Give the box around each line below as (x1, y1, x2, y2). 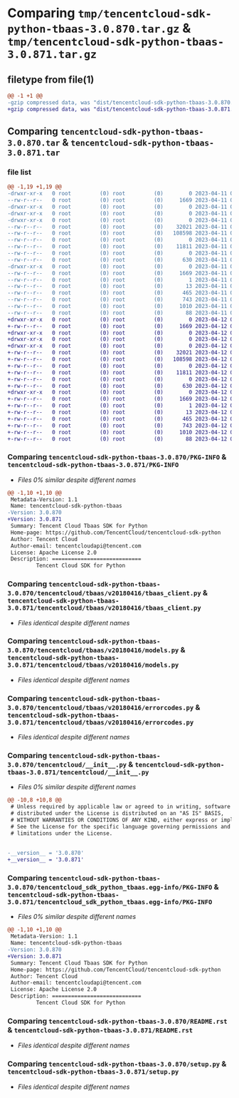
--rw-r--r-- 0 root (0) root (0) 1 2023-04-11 (7, 276, 228, 283)
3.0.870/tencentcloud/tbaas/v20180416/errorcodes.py (7, 704, 194, 712)
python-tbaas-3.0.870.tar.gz (7, 23, 180, 36)
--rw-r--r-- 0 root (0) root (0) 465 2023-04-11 (7, 289, 228, 297)
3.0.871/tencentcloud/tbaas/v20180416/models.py (7, 661, 179, 669)
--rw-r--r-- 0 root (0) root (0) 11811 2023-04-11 (7, 243, 228, 250)
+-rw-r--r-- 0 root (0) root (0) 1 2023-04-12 (7, 402, 228, 409)
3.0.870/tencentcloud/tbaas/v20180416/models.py (7, 647, 179, 655)
